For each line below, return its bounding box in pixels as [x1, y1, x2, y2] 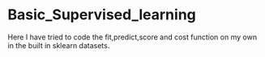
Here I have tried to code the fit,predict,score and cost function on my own [7, 32, 257, 42]
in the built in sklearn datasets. [7, 40, 110, 50]
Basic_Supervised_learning [7, 6, 196, 24]
